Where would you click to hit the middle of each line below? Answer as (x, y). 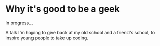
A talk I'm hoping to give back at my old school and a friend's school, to (80, 32)
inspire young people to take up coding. (47, 38)
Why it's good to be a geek (63, 9)
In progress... (19, 23)
